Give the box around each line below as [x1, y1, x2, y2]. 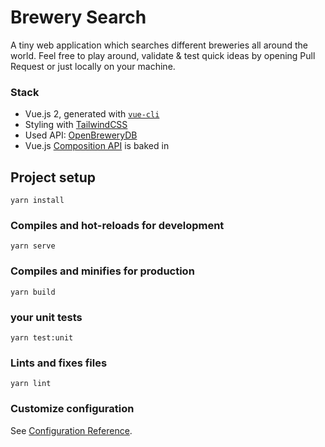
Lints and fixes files [10, 356, 108, 370]
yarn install [10, 196, 65, 206]
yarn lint [10, 379, 52, 389]
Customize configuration [10, 402, 135, 416]
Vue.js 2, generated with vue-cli [24, 108, 160, 120]
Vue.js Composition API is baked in [24, 140, 170, 152]
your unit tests [10, 310, 83, 324]
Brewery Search [10, 6, 147, 29]
